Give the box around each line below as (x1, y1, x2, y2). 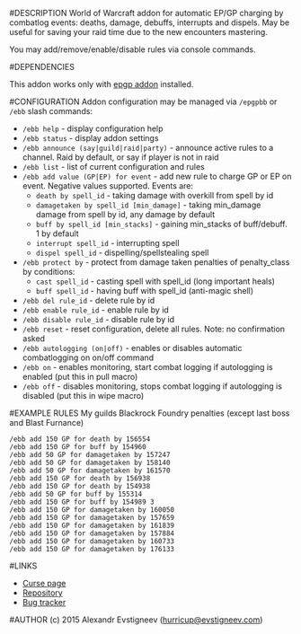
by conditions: (22, 267, 75, 277)
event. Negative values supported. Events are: (22, 181, 194, 191)
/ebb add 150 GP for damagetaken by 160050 (9, 506, 175, 515)
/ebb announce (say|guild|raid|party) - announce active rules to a (22, 143, 274, 153)
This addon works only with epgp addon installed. (9, 79, 194, 89)
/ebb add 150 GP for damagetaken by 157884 (9, 529, 175, 538)
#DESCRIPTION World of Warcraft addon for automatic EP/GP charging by (9, 8, 284, 18)
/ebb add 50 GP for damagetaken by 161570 (9, 466, 171, 475)
